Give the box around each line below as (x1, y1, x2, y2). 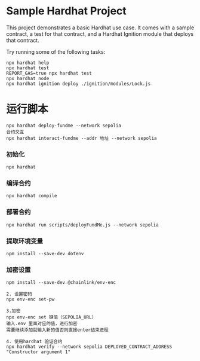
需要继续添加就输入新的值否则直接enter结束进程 (6, 327, 109, 333)
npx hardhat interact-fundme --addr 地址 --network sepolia (6, 135, 157, 141)
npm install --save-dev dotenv (6, 251, 84, 257)
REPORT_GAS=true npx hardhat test (6, 70, 93, 76)
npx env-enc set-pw (6, 296, 55, 302)
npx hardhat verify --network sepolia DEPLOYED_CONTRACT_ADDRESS (6, 344, 172, 350)
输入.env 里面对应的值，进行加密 (6, 321, 78, 327)
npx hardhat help (6, 60, 50, 66)
